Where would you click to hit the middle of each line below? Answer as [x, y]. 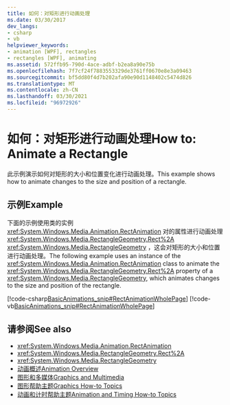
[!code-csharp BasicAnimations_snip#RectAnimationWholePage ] [98, 299]
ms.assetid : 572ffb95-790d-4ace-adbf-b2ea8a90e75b [81, 65]
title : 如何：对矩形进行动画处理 [49, 13]
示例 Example [35, 205]
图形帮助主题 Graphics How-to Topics [69, 386]
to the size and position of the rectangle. [64, 285]
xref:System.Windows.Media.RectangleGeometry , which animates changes [114, 278]
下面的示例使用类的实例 [40, 222]
